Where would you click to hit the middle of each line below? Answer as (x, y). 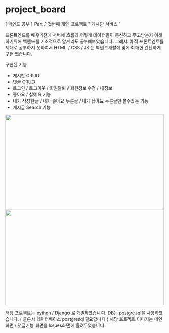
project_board (36, 9)
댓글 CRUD (24, 82)
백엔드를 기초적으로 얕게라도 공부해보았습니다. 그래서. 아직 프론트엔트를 (93, 41)
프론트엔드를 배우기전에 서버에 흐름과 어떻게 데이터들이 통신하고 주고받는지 (79, 35)
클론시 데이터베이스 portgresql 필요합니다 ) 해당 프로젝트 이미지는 (88, 319)
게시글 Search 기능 (31, 107)
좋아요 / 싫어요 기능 (32, 94)
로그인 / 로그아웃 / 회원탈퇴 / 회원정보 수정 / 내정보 (62, 88)
